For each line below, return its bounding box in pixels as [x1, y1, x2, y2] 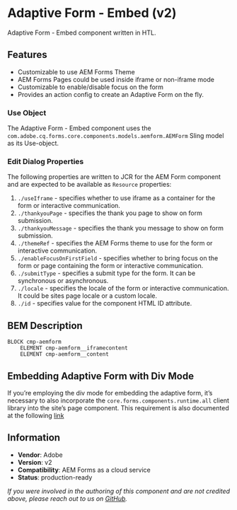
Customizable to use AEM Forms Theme [17, 67, 136, 76]
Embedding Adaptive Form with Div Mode [7, 370, 195, 382]
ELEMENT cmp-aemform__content [20, 351, 110, 358]
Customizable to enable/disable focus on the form [17, 83, 164, 91]
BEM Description [7, 320, 83, 332]
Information [7, 431, 61, 444]
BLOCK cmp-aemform [7, 338, 62, 346]
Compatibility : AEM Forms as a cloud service [17, 465, 151, 474]
